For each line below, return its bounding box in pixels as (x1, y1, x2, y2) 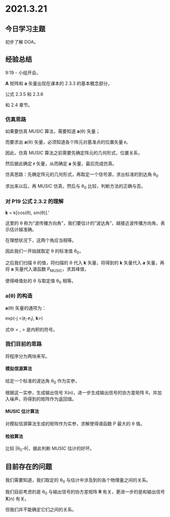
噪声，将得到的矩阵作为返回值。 (9, 396, 77, 402)
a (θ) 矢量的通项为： (5, 305, 47, 311)
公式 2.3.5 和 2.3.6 (5, 91, 44, 97)
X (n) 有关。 (5, 496, 29, 502)
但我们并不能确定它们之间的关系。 (5, 506, 77, 512)
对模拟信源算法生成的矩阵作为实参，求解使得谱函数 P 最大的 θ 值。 (5, 420, 145, 426)
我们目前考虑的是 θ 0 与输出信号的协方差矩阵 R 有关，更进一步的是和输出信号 (5, 489, 165, 496)
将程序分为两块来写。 (5, 353, 50, 359)
